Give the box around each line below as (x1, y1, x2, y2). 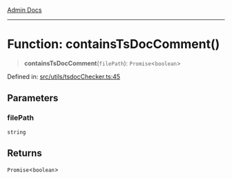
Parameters (7, 92, 59, 104)
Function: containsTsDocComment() (7, 36, 220, 52)
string (7, 129, 26, 136)
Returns (7, 147, 43, 159)
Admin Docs (7, 6, 42, 14)
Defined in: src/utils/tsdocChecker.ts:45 (7, 72, 121, 81)
